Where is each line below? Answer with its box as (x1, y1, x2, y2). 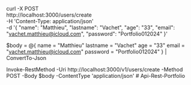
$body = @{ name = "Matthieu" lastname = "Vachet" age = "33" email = (6, 42, 185, 49)
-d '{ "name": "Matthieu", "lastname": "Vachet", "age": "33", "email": (6, 24, 175, 31)
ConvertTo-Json (6, 55, 47, 61)
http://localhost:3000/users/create (6, 11, 92, 18)
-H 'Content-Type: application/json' (6, 18, 94, 24)
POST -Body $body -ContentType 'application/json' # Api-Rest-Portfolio (6, 73, 185, 79)
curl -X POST (6, 5, 39, 12)
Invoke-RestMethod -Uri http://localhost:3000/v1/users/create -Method (6, 66, 183, 73)
